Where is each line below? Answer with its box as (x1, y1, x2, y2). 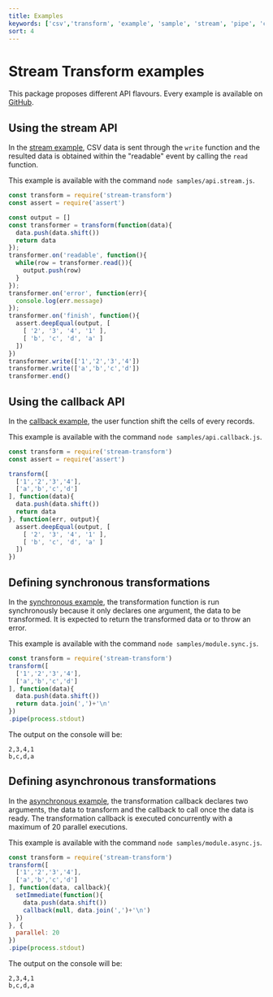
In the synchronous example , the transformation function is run (8, 597, 219, 606)
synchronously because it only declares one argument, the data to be (8, 606, 241, 615)
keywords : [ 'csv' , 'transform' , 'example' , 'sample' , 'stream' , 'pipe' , (8, 20, 257, 28)
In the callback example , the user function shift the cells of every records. (8, 416, 255, 426)
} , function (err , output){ (8, 515, 100, 523)
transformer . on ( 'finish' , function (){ (8, 312, 140, 320)
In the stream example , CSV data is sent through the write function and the (8, 143, 260, 153)
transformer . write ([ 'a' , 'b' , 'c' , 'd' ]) (8, 365, 140, 373)
